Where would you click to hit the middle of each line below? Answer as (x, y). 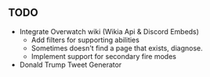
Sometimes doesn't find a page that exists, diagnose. (117, 48)
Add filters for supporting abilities (85, 40)
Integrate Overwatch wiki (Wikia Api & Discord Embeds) (109, 31)
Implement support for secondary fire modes (103, 56)
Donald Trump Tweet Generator (71, 65)
